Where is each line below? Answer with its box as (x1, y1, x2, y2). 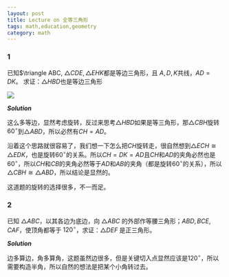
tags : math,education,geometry (7, 23, 97, 30)
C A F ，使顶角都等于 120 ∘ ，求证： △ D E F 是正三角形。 (7, 225, 156, 234)
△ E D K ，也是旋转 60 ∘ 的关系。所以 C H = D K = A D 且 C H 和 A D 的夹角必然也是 (7, 150, 216, 158)
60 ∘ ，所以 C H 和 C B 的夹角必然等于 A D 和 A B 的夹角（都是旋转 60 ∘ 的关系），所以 (7, 158, 222, 167)
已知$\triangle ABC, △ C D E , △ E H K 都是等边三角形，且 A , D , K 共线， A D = (7, 68, 210, 76)
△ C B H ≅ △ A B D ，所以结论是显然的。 (7, 168, 115, 176)
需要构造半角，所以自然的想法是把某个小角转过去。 (7, 263, 152, 271)
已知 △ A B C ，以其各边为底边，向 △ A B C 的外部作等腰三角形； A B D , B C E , (7, 216, 211, 225)
